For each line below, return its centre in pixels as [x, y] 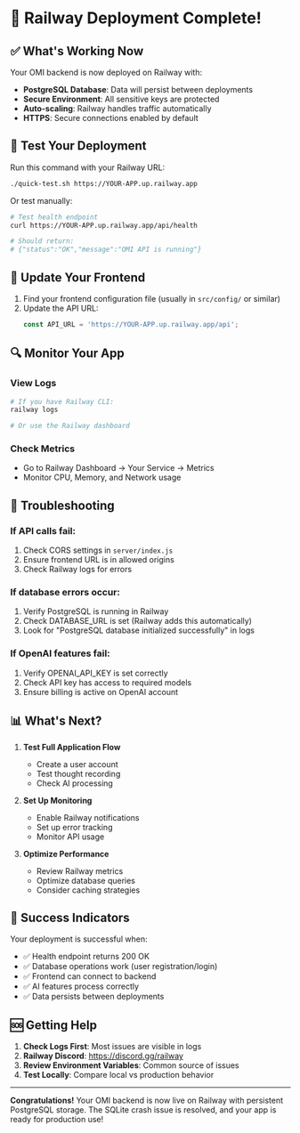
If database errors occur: [65, 593]
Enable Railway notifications [88, 817]
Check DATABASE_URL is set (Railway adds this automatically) [138, 621]
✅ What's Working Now [77, 51]
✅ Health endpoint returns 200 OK [86, 957]
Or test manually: [41, 200]
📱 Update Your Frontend [78, 277]
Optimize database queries [86, 880]
